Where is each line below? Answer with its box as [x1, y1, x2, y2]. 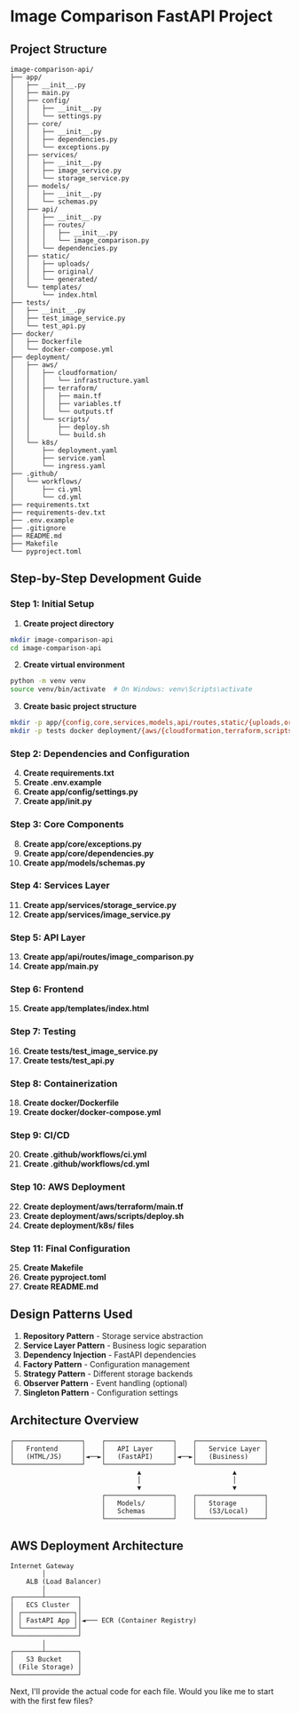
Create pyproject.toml [22, 1271, 106, 1282]
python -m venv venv [10, 677, 87, 686]
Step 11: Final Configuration [10, 1242, 131, 1255]
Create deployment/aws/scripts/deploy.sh [22, 1210, 185, 1221]
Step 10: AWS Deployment [10, 1181, 126, 1193]
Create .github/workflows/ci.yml [22, 1149, 147, 1160]
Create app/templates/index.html [22, 1003, 150, 1014]
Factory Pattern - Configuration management [22, 1358, 190, 1369]
